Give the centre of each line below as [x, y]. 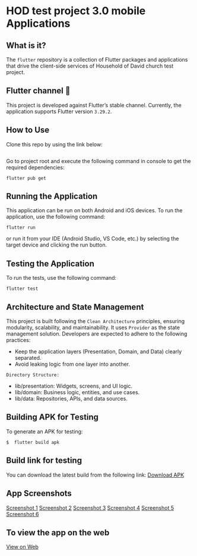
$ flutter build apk [33, 442]
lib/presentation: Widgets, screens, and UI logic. [74, 386]
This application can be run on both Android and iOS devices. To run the [94, 210]
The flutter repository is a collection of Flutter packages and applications [97, 60]
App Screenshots [39, 493]
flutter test [22, 289]
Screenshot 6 [23, 514]
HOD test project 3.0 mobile [76, 11]
